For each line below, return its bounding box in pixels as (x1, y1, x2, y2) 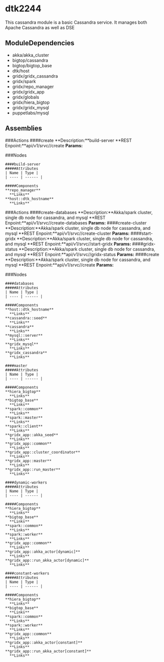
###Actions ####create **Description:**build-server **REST (5, 137, 132, 143)
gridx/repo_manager (12, 84, 54, 89)
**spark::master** (5, 415, 43, 420)
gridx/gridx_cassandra (12, 73, 58, 79)
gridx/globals (12, 94, 39, 100)
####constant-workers (5, 571, 50, 576)
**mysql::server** (5, 333, 43, 338)
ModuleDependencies (5, 39, 75, 47)
